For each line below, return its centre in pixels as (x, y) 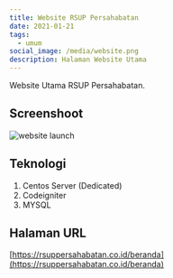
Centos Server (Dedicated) (72, 185)
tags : (19, 34)
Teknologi (38, 164)
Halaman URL (48, 233)
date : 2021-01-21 (42, 26)
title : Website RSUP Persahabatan (74, 18)
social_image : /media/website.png (74, 51)
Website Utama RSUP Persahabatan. (77, 85)
